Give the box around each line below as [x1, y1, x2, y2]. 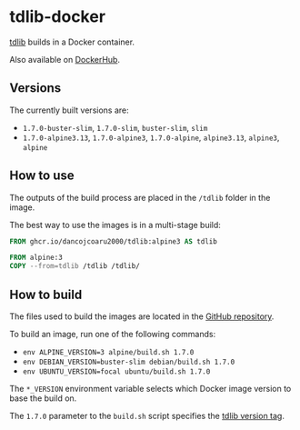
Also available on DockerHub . [9, 54, 121, 65]
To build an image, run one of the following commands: [9, 329, 216, 339]
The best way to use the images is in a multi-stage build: [9, 219, 221, 230]
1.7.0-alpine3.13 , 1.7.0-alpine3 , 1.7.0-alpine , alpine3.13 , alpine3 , [22, 132, 280, 143]
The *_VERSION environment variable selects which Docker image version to [9, 384, 292, 394]
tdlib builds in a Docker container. [9, 36, 135, 47]
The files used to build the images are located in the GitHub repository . [9, 311, 275, 322]
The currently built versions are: [9, 105, 129, 115]
